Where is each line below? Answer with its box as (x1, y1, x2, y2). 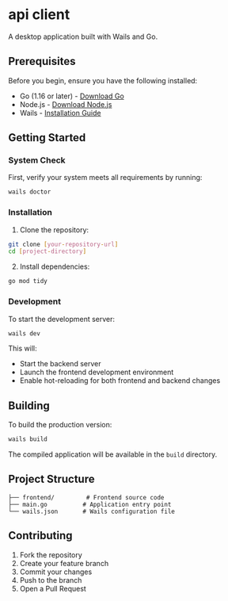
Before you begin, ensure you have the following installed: (8, 75, 198, 85)
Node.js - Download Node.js (19, 99, 112, 109)
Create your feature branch (19, 558, 109, 568)
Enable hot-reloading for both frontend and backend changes (19, 376, 221, 385)
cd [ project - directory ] (8, 247, 87, 255)
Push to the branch (19, 575, 82, 584)
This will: (8, 343, 37, 354)
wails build (8, 435, 47, 443)
